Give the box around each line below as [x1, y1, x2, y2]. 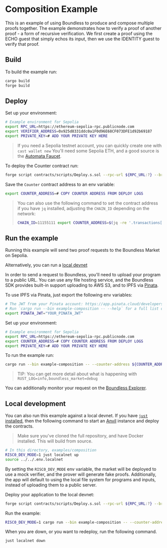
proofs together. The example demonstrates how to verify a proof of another [5, 25, 162, 31]
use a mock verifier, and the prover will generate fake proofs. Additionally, [5, 471, 157, 477]
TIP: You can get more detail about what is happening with [17, 371, 137, 377]
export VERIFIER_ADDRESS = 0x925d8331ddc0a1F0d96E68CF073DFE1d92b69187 [5, 129, 153, 134]
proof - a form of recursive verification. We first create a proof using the [5, 30, 153, 36]
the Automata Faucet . [17, 153, 62, 159]
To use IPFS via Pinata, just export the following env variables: [5, 292, 133, 298]
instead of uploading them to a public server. [5, 482, 97, 488]
